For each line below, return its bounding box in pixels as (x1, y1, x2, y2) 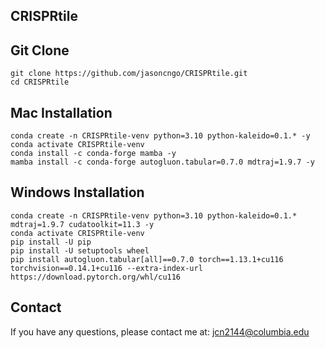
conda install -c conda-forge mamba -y (10, 149, 177, 159)
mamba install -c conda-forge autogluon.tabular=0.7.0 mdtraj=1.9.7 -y (10, 157, 315, 168)
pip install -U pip (10, 237, 92, 247)
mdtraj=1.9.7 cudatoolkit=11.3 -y (10, 219, 155, 229)
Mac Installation (10, 104, 113, 121)
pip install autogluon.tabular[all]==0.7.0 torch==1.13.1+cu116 (10, 254, 284, 264)
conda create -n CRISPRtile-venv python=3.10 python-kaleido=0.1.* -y (10, 131, 311, 141)
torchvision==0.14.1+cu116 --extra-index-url (10, 263, 203, 273)
